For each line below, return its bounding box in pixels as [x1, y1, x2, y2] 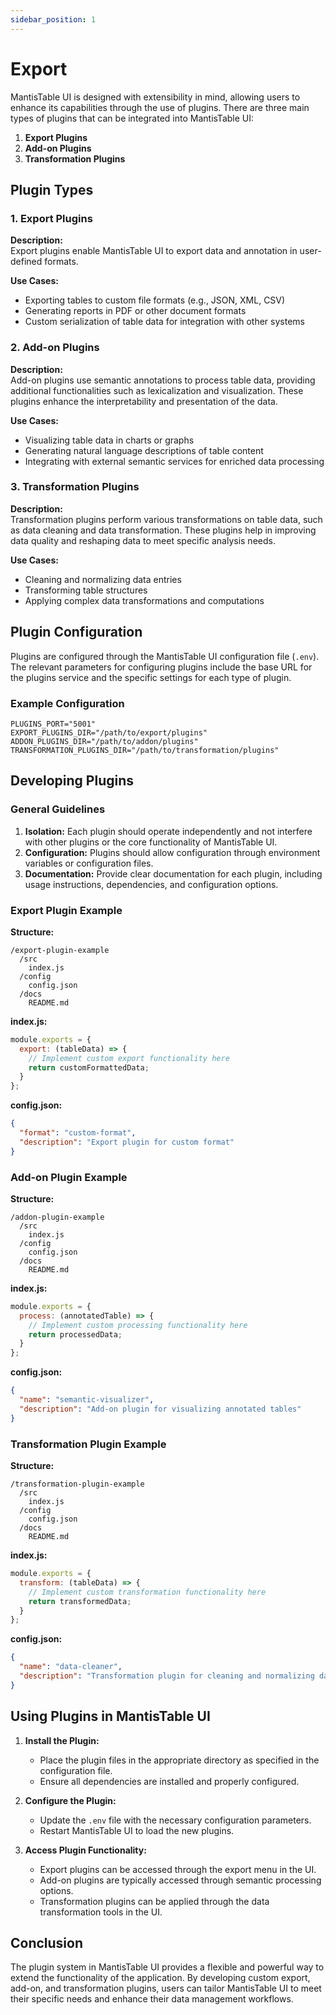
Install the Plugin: [24, 1734, 100, 1746]
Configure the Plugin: [24, 1794, 117, 1806]
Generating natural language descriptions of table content [24, 444, 264, 456]
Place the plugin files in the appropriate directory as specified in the [39, 1754, 320, 1766]
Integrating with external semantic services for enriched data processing [24, 455, 325, 467]
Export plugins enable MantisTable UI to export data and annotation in [10, 245, 298, 257]
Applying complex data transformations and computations [24, 594, 265, 606]
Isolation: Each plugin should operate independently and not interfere [24, 825, 313, 837]
